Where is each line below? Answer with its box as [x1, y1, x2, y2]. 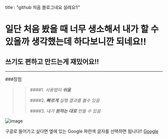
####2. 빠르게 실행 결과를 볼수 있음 [29, 98, 100, 103]
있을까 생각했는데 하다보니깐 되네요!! [5, 36, 146, 47]
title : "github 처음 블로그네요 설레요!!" [5, 4, 80, 10]
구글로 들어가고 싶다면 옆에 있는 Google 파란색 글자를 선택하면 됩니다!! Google [5, 129, 158, 134]
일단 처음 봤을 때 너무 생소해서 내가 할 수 [5, 24, 159, 35]
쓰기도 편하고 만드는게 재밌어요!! [5, 57, 99, 66]
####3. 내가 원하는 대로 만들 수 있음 [29, 108, 101, 114]
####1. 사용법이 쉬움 [29, 87, 71, 93]
